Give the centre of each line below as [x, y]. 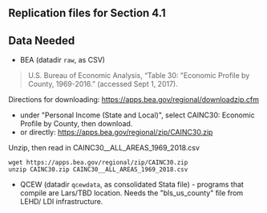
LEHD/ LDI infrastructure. [61, 202]
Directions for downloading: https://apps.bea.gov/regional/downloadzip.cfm [133, 100]
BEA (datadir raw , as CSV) [63, 60]
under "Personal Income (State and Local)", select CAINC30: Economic [137, 115]
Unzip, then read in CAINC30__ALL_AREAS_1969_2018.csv [104, 148]
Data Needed [42, 41]
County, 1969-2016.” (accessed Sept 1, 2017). [103, 84]
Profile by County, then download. [76, 124]
